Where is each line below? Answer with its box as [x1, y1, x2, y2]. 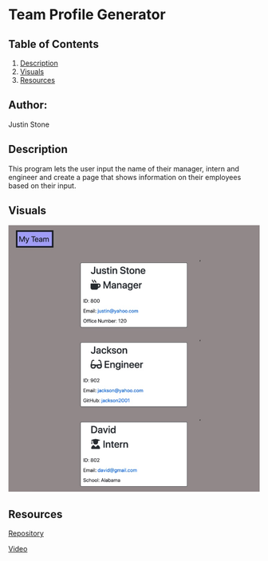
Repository [8, 528, 44, 538]
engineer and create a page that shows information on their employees [8, 172, 242, 182]
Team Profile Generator [8, 6, 166, 24]
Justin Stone [8, 120, 50, 129]
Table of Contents [8, 37, 100, 51]
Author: [8, 98, 48, 112]
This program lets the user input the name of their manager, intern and [8, 163, 239, 173]
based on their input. [8, 181, 77, 190]
